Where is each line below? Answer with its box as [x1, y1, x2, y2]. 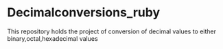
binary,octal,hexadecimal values [7, 34, 98, 42]
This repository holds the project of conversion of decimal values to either [7, 27, 217, 35]
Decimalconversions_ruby [7, 5, 160, 20]
